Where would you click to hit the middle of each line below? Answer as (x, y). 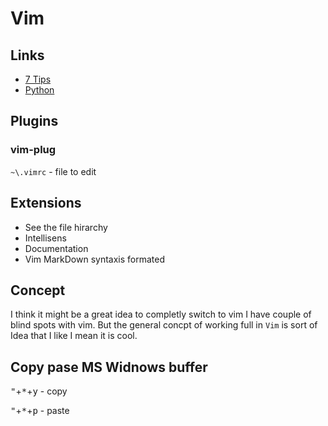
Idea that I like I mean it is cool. (74, 336)
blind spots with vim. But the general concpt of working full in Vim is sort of (164, 325)
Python (39, 90)
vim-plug (33, 150)
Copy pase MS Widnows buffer (109, 367)
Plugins (34, 121)
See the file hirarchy (66, 227)
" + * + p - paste (40, 411)
